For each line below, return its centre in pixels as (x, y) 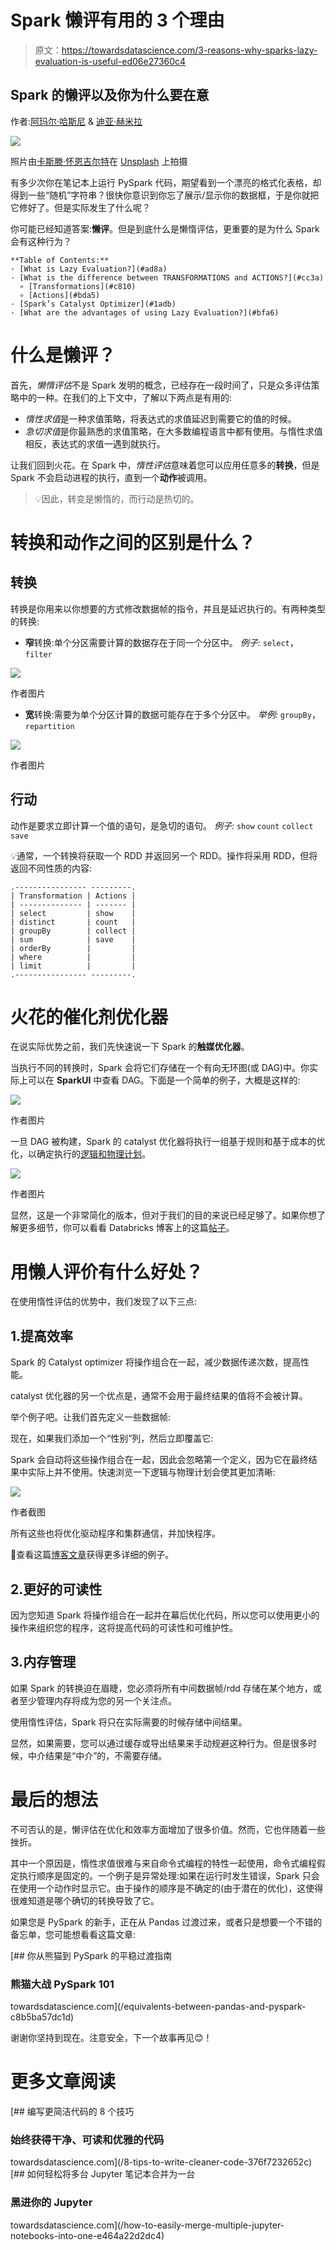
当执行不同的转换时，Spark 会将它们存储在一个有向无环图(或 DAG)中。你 (160, 1068)
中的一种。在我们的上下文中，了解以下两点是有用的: (125, 397)
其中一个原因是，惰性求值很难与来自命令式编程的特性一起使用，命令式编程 (163, 1863)
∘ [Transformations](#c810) (78, 286)
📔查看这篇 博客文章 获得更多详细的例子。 (92, 1555)
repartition (49, 726)
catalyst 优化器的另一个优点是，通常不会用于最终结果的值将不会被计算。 (159, 1396)
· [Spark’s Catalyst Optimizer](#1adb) (93, 304)
